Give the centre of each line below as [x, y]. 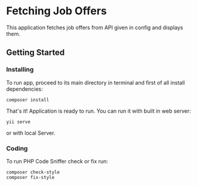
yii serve [19, 122]
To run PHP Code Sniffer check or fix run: [57, 161]
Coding [17, 148]
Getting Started [36, 53]
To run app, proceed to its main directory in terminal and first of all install [96, 82]
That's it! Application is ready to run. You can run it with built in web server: [98, 111]
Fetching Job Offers [57, 11]
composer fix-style [30, 177]
